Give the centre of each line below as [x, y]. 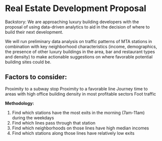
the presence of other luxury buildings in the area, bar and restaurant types [80, 52]
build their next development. [34, 32]
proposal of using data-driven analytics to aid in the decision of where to [77, 27]
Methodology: [20, 103]
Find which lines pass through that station [54, 123]
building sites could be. [28, 62]
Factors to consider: [36, 77]
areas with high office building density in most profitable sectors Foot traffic [81, 94]
